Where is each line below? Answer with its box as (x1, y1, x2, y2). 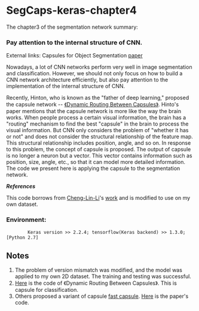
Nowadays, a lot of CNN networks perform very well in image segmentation (6, 63, 192, 71)
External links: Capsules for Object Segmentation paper (6, 52, 143, 59)
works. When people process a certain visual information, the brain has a (6, 114, 186, 121)
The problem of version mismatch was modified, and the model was (14, 267, 182, 274)
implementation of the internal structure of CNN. (6, 83, 125, 90)
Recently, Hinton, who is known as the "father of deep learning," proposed (6, 94, 189, 102)
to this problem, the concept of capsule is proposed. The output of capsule (6, 146, 191, 153)
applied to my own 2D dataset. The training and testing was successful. (14, 273, 191, 280)
